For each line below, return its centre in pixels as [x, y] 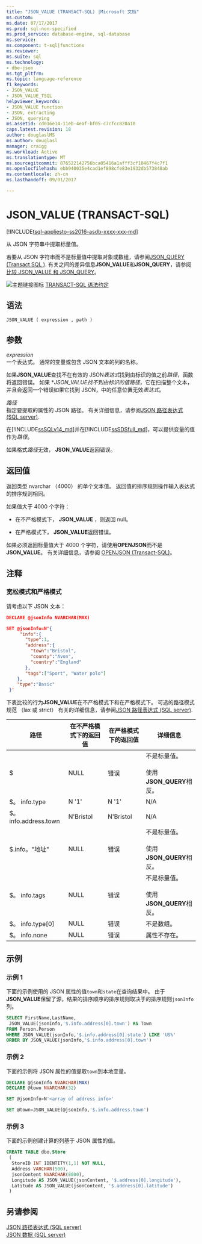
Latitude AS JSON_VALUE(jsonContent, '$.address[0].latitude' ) [92, 1186]
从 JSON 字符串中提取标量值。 [44, 244]
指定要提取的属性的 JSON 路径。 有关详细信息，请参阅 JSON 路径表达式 [95, 410]
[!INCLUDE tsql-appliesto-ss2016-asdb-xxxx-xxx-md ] [72, 231]
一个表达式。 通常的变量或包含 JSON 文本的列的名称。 [74, 362]
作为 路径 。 [20, 437]
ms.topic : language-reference [44, 79]
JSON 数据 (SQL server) [36, 1235]
